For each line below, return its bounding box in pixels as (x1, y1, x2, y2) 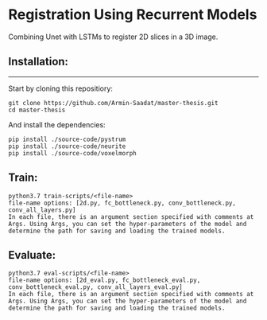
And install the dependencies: (8, 119, 106, 129)
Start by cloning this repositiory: (8, 84, 114, 93)
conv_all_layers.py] (8, 205, 77, 214)
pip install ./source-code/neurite (8, 142, 126, 150)
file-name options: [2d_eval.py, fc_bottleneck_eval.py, (8, 276, 201, 284)
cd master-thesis (8, 106, 66, 114)
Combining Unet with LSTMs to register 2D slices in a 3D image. (8, 32, 219, 41)
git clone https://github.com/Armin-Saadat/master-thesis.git (8, 99, 219, 107)
